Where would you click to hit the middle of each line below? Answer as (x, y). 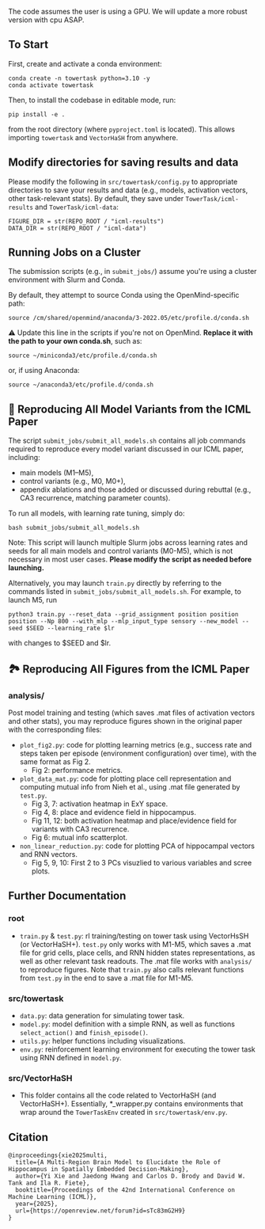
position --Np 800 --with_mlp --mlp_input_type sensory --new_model (123, 622)
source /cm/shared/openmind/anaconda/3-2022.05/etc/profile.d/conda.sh (129, 318)
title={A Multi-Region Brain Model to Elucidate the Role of (118, 1162)
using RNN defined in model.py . (70, 1057)
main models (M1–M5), (57, 473)
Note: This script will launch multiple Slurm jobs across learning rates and (128, 542)
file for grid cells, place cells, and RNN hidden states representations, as (137, 953)
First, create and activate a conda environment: (85, 63)
